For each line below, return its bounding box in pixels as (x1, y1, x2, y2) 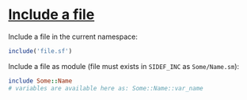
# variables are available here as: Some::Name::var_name (8, 84, 203, 92)
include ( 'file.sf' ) (8, 47, 73, 55)
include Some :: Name (8, 77, 73, 85)
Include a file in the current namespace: (8, 32, 139, 41)
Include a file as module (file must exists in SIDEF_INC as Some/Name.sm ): (8, 61, 240, 71)
